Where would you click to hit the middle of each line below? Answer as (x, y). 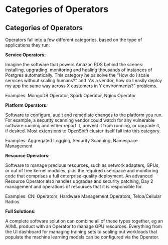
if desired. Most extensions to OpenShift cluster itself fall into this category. (83, 131)
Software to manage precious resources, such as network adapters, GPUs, (82, 165)
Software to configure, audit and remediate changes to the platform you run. (84, 115)
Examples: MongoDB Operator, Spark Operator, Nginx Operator (71, 95)
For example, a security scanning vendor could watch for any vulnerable (80, 120)
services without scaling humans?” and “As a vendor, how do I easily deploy (84, 80)
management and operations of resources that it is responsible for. (74, 187)
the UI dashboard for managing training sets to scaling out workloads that (81, 232)
